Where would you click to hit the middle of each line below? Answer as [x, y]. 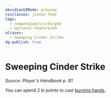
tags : [11, 19]
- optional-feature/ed [33, 28]
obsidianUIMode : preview [31, 10]
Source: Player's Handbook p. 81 [39, 81]
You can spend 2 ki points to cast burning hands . [55, 90]
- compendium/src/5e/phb [35, 24]
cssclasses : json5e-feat [31, 14]
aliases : [14, 33]
